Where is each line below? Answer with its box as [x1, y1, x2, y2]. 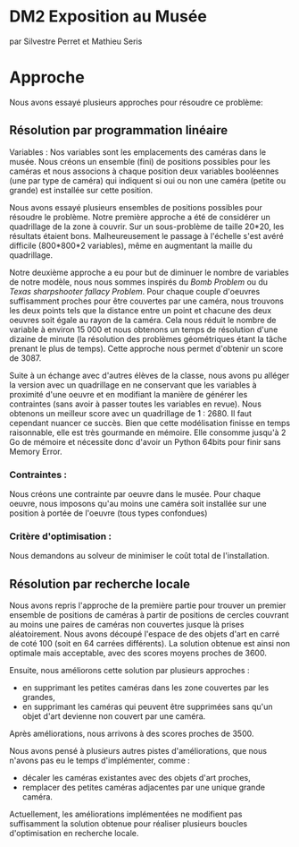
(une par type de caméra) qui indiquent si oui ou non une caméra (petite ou [9, 175, 287, 185]
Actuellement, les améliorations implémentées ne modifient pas [9, 808, 243, 820]
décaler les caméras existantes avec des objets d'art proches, [21, 773, 252, 783]
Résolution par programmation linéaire [9, 123, 228, 138]
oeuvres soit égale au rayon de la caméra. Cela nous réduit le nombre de [9, 314, 277, 325]
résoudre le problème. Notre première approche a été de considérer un [9, 211, 270, 222]
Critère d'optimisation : [9, 530, 112, 543]
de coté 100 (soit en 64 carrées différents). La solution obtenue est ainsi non [9, 638, 291, 649]
